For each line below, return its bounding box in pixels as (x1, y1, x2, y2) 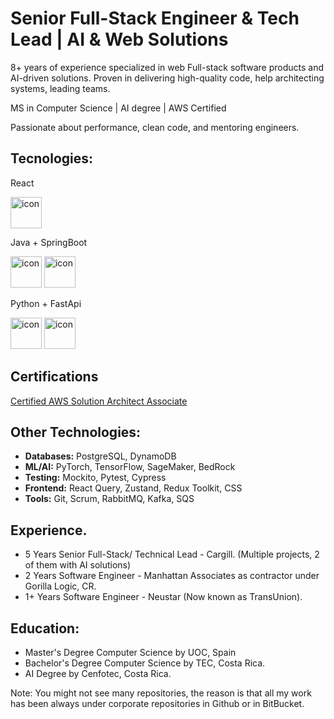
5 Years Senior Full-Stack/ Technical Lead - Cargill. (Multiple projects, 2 (24, 548, 320, 561)
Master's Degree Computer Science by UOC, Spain (24, 647, 237, 658)
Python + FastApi (10, 297, 82, 309)
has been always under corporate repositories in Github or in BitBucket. (10, 698, 305, 709)
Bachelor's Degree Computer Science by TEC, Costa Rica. (24, 657, 266, 669)
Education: (10, 620, 80, 637)
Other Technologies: (10, 423, 142, 441)
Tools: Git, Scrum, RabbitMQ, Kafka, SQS (24, 493, 195, 505)
